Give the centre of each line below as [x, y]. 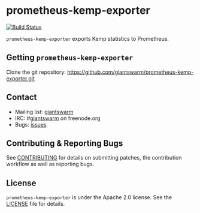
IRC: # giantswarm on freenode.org [57, 118]
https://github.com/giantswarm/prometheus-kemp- [130, 72]
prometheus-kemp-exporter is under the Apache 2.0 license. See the [89, 197]
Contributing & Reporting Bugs [65, 143]
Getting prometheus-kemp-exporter [70, 58]
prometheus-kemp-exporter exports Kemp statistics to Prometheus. [88, 38]
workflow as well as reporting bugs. [50, 164]
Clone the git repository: [36, 72]
